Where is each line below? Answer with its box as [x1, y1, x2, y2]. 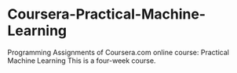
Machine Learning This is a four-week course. [7, 56, 156, 65]
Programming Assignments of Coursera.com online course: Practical [7, 47, 229, 57]
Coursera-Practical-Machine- [7, 5, 206, 23]
